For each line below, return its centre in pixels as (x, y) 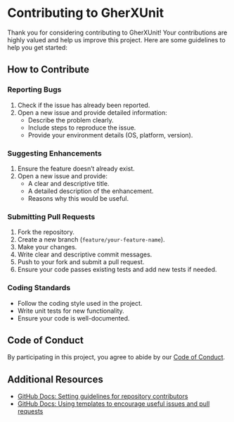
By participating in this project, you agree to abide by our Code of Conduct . (116, 357)
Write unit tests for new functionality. (71, 311)
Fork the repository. (46, 232)
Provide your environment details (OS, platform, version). (110, 135)
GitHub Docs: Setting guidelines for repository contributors (103, 397)
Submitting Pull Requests (51, 216)
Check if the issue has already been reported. (84, 105)
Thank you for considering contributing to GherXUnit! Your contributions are (117, 32)
